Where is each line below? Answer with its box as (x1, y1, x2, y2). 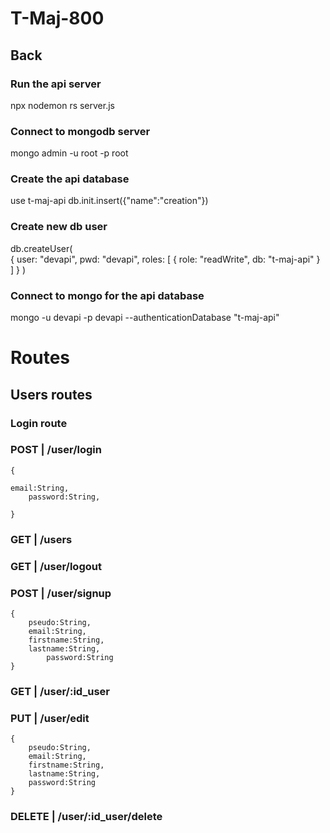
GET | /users (10, 532, 73, 546)
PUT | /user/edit (10, 711, 90, 725)
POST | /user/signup (10, 586, 112, 600)
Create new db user (10, 220, 108, 234)
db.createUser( (10, 242, 73, 254)
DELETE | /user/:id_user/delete (10, 810, 163, 824)
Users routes (10, 386, 93, 403)
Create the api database (10, 172, 130, 186)
